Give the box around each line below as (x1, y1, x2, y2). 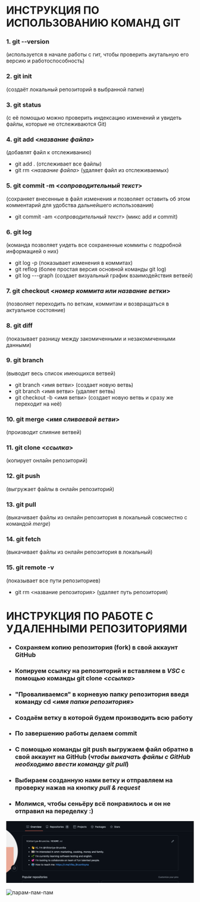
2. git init (6, 72, 32, 80)
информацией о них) (6, 248, 59, 255)
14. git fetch (6, 535, 41, 543)
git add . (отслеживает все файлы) (14, 160, 102, 167)
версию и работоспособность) (6, 57, 85, 64)
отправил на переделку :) (14, 807, 94, 816)
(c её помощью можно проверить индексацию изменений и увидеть (6, 114, 182, 121)
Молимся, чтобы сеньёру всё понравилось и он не (14, 800, 171, 808)
